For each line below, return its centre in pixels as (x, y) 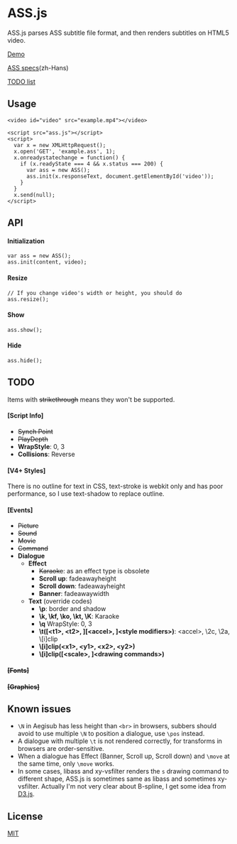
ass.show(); (25, 330)
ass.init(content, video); (47, 262)
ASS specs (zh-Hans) (38, 67)
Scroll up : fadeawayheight (78, 579)
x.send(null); (34, 195)
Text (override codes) (60, 601)
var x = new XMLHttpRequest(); (60, 145)
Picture (28, 526)
